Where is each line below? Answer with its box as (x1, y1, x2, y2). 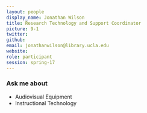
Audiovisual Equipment (14, 93, 72, 100)
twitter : (6, 31, 28, 37)
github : (6, 37, 26, 43)
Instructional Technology (14, 99, 77, 106)
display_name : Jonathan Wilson (6, 15, 85, 21)
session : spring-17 (6, 59, 55, 65)
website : (6, 48, 28, 54)
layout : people (6, 8, 45, 15)
